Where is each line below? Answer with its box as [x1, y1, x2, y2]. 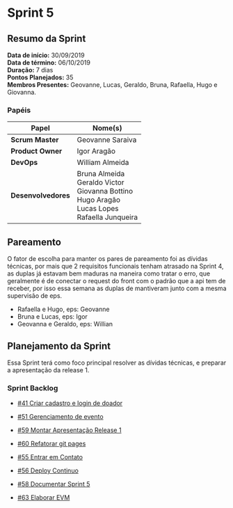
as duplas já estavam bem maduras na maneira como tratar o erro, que [7, 269, 211, 278]
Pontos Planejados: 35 [7, 73, 74, 81]
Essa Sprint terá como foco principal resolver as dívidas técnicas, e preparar [7, 358, 227, 367]
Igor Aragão [77, 146, 116, 156]
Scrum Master [10, 135, 59, 145]
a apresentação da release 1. [7, 365, 90, 374]
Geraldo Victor [77, 177, 124, 187]
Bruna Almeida [77, 169, 125, 179]
